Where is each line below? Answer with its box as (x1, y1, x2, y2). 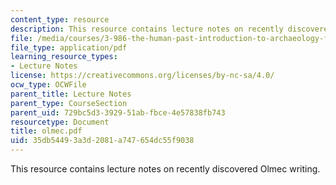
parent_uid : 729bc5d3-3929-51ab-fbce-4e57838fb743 (10, 107, 226, 118)
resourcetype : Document (10, 117, 110, 127)
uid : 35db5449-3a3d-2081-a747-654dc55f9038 (10, 136, 195, 146)
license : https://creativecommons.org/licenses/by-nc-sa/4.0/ (10, 71, 275, 81)
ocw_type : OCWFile (10, 80, 87, 90)
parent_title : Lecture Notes (10, 89, 132, 99)
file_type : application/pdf (10, 42, 128, 53)
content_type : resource (10, 14, 110, 25)
